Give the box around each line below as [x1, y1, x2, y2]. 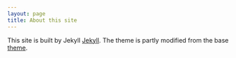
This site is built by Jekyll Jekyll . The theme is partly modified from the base [7, 36, 229, 44]
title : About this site [7, 17, 78, 24]
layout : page [7, 10, 46, 17]
